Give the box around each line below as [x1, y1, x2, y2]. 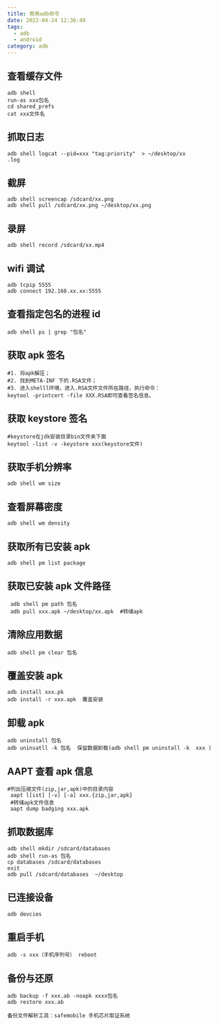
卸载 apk [7, 716, 45, 728]
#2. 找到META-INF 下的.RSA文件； [7, 377, 97, 384]
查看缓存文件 [7, 71, 63, 83]
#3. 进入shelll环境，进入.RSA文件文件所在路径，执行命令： [7, 384, 161, 392]
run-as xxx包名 [7, 97, 50, 104]
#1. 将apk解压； [7, 369, 50, 376]
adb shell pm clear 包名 [7, 649, 78, 656]
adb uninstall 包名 [7, 737, 62, 744]
